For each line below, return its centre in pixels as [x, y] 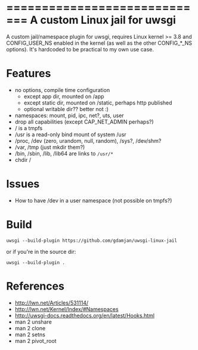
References [35, 286]
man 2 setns [30, 334]
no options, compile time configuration [62, 90]
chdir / [23, 159]
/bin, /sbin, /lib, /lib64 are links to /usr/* [64, 153]
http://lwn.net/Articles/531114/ [52, 303]
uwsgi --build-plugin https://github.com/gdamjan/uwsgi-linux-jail [92, 240]
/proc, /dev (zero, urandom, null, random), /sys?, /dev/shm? [88, 140]
